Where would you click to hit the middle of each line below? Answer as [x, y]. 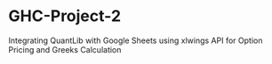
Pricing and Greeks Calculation [65, 49]
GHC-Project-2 [65, 16]
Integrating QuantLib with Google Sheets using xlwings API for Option [136, 40]
